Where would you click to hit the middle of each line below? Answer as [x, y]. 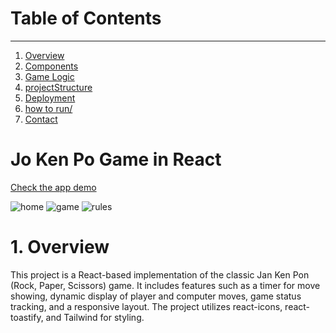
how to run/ [48, 108]
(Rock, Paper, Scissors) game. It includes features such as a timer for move [165, 285]
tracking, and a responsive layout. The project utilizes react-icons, [146, 306]
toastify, [27, 317]
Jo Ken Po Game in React [116, 159]
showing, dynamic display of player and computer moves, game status [156, 296]
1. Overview [60, 247]
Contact [41, 119]
